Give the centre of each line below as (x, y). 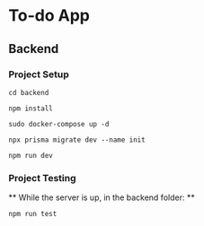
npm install (31, 109)
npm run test (33, 214)
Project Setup (39, 74)
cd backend (29, 92)
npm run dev (31, 155)
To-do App (49, 16)
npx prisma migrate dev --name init (77, 140)
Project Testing (43, 178)
